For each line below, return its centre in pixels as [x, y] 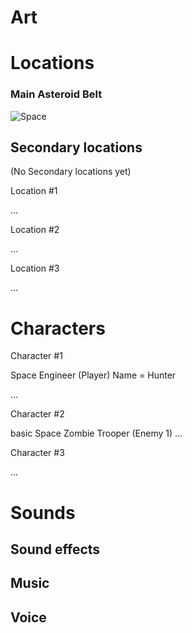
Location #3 [35, 268]
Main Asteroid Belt [56, 94]
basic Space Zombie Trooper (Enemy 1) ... [96, 433]
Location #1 [34, 191]
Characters [58, 328]
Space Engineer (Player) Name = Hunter [93, 375]
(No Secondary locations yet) [71, 172]
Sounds [43, 512]
